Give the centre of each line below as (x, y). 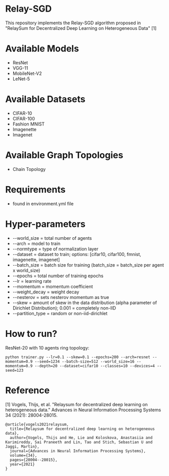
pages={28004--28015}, (34, 460)
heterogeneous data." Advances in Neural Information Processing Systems (83, 410)
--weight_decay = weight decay (46, 292)
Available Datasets (45, 99)
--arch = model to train (36, 243)
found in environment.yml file (43, 203)
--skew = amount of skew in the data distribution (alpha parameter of (85, 302)
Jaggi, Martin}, (22, 446)
